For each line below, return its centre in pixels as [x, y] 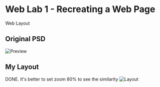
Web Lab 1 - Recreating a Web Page [80, 9]
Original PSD [25, 39]
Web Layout [18, 23]
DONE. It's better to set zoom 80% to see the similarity [62, 79]
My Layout [22, 67]
